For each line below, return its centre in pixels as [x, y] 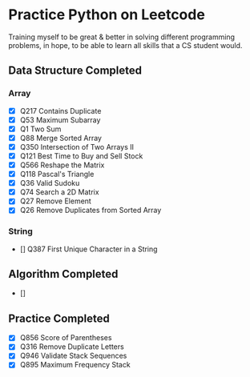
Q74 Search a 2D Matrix [59, 192]
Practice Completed [59, 318]
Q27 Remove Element [56, 201]
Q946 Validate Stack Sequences [73, 356]
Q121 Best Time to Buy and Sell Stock [81, 156]
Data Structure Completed [75, 71]
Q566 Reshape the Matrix [62, 165]
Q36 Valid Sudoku [50, 183]
